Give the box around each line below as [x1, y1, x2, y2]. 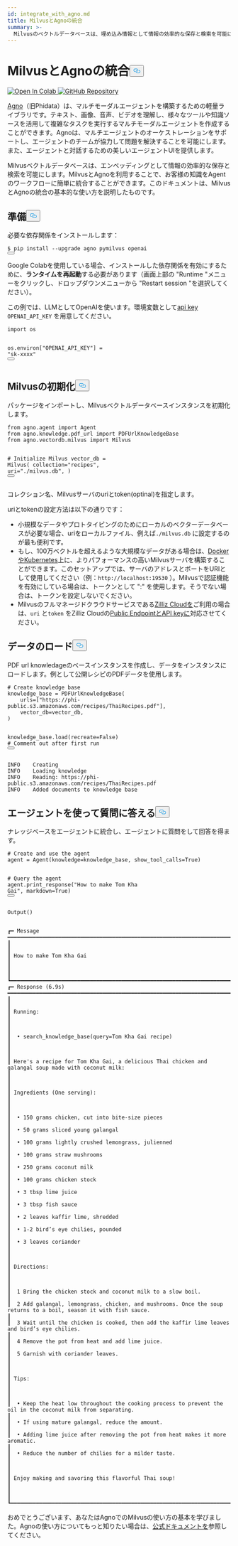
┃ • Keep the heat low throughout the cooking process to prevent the [7, 1400, 223, 1407]
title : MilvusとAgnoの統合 [7, 17, 83, 24]
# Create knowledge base [7, 684, 81, 691]
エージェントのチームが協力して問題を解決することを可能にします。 [31, 137, 230, 146]
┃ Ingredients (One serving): [7, 1089, 97, 1097]
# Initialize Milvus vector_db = [7, 455, 106, 462]
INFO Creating [7, 761, 59, 768]
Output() [7, 909, 33, 916]
